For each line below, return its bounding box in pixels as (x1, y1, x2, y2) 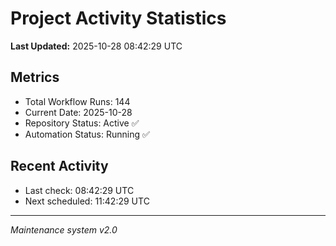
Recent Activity (10, 158, 109, 175)
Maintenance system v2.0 (10, 223, 118, 236)
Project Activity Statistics (10, 7, 227, 30)
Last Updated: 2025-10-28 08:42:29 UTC (10, 40, 183, 52)
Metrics (10, 69, 60, 86)
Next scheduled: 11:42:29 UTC (24, 195, 150, 207)
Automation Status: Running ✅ (24, 128, 150, 140)
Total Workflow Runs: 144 (24, 95, 131, 107)
